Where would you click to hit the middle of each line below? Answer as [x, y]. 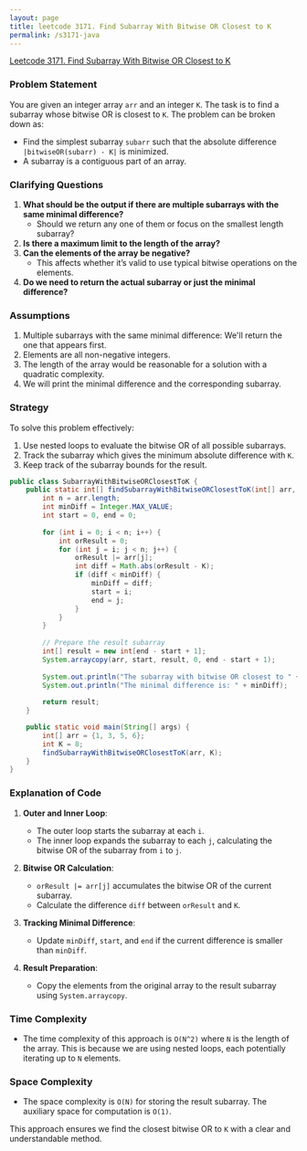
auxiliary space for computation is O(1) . [97, 1112]
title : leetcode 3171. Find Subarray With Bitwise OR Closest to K [141, 26]
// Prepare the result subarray [104, 643]
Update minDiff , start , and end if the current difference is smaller [159, 940]
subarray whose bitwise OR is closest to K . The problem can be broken [143, 114]
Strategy [29, 407]
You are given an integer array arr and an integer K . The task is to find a [144, 104]
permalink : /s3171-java [55, 35]
